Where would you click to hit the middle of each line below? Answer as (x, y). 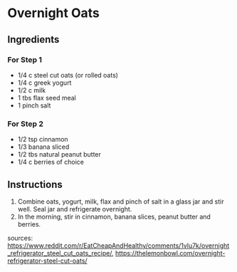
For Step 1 (25, 60)
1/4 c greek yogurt (44, 83)
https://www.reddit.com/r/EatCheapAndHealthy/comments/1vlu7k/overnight (118, 245)
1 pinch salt (34, 105)
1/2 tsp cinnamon (43, 140)
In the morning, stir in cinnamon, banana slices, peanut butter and (114, 216)
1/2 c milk (32, 90)
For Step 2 (26, 124)
